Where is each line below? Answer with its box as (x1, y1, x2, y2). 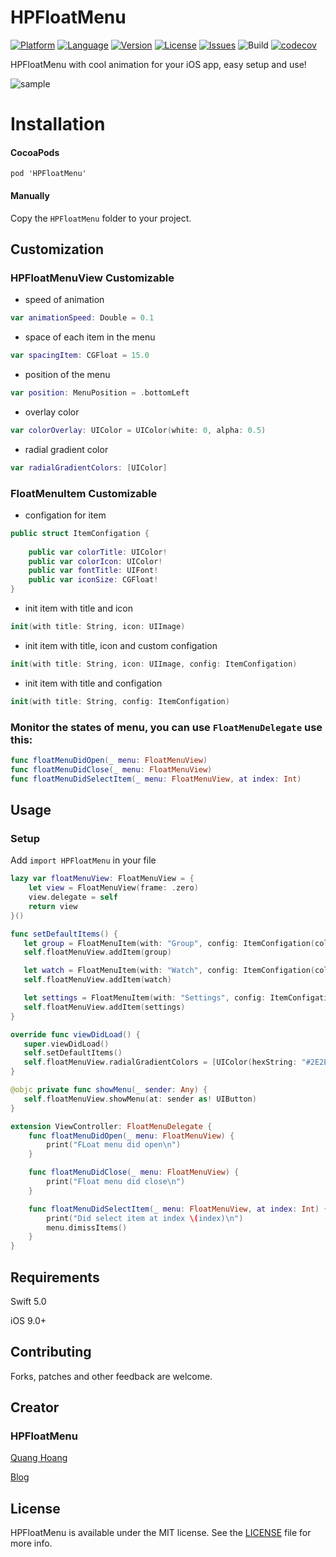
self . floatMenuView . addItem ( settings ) (23, 1002, 186, 1012)
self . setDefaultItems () (23, 1048, 123, 1058)
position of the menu (24, 368, 111, 380)
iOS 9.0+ (10, 1314, 47, 1326)
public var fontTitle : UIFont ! (28, 566, 159, 576)
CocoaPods (10, 146, 60, 158)
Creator (10, 1399, 60, 1416)
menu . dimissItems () (46, 1222, 128, 1233)
